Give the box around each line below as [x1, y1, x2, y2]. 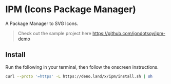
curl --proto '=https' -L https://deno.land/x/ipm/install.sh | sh [5, 74, 153, 79]
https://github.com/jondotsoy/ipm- [92, 30, 166, 36]
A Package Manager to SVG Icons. [5, 20, 79, 26]
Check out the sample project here [17, 30, 91, 36]
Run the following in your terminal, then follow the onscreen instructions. [5, 64, 159, 70]
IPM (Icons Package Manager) [5, 4, 136, 15]
